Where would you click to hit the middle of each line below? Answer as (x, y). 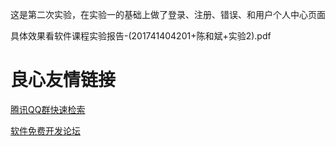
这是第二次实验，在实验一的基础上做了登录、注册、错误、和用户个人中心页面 (168, 14)
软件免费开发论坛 (45, 130)
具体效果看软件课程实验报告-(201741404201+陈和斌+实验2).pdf (141, 36)
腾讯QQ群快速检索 (48, 109)
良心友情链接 (63, 80)
